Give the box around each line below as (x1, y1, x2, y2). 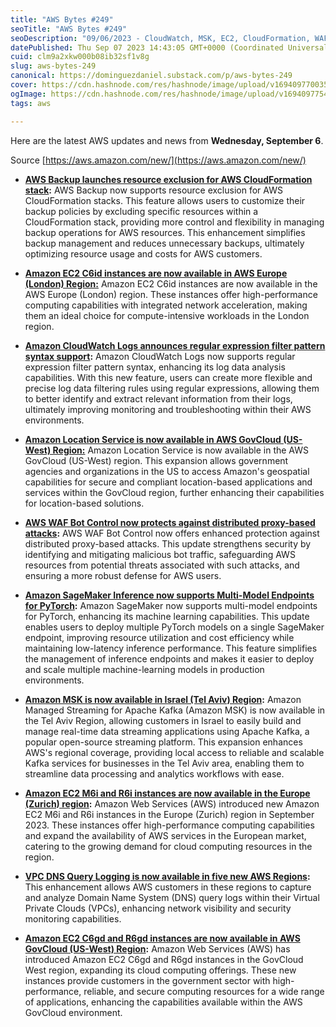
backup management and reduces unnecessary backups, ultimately (24, 237, 305, 249)
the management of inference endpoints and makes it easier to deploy (24, 652, 315, 665)
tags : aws (10, 98, 52, 108)
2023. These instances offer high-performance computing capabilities (24, 819, 315, 831)
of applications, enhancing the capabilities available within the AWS (24, 996, 303, 1008)
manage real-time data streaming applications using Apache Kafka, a (24, 725, 310, 737)
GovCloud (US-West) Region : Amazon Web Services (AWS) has (24, 942, 291, 955)
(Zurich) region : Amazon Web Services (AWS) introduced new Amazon (24, 797, 320, 810)
